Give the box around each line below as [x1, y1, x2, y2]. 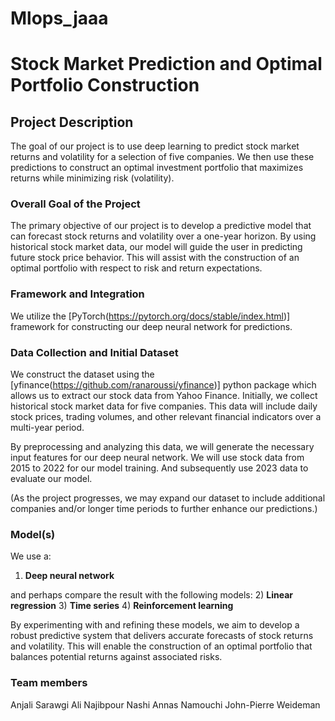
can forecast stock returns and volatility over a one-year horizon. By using [10, 230, 317, 242]
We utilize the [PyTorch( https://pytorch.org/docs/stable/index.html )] [10, 310, 291, 322]
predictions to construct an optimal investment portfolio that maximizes [10, 162, 304, 174]
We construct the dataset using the [10, 368, 155, 381]
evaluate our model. [10, 473, 93, 485]
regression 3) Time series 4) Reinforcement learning [10, 600, 234, 612]
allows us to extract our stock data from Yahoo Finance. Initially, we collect [10, 390, 318, 402]
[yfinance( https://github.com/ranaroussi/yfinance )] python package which [10, 379, 317, 391]
